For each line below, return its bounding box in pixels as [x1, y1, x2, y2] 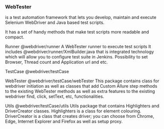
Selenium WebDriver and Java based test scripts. [5, 19, 105, 25]
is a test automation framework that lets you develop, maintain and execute [5, 15, 157, 20]
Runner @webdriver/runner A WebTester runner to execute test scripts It [5, 44, 151, 50]
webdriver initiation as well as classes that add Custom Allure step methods [5, 83, 158, 89]
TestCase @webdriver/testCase [5, 69, 70, 74]
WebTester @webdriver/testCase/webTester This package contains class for [5, 78, 160, 84]
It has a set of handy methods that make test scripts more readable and [5, 29, 149, 35]
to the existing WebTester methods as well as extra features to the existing [5, 89, 155, 94]
